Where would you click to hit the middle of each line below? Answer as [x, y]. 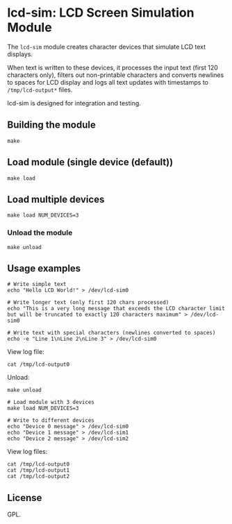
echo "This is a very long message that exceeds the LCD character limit [116, 309]
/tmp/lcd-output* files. [40, 90]
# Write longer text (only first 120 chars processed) [88, 303]
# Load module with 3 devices [51, 403]
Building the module [51, 125]
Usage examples [44, 269]
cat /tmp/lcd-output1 [39, 471]
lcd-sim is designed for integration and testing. [74, 103]
